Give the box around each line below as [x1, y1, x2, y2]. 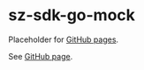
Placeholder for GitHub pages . [8, 34, 119, 45]
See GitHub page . [8, 51, 73, 61]
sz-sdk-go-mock [8, 5, 136, 25]
